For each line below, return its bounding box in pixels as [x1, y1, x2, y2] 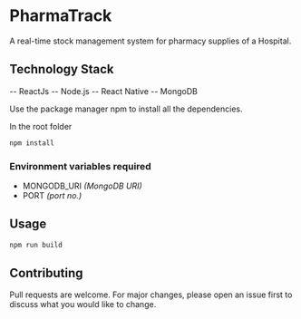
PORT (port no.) [22, 189, 83, 200]
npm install [9, 138, 54, 148]
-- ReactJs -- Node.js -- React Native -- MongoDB [9, 85, 198, 96]
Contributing [9, 266, 83, 281]
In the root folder [9, 121, 73, 131]
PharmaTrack [9, 5, 112, 26]
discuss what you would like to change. [9, 299, 157, 310]
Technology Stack [9, 62, 114, 77]
